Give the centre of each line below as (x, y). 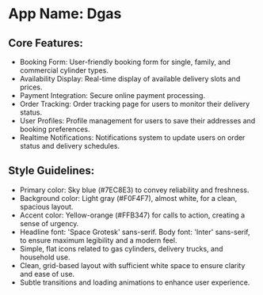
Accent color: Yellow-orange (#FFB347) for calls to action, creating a (132, 215)
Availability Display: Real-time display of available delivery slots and (130, 79)
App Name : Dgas (65, 14)
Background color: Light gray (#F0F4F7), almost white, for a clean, (128, 198)
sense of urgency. (49, 223)
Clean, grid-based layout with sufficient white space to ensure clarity (132, 265)
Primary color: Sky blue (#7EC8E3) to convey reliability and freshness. (134, 190)
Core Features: (46, 43)
